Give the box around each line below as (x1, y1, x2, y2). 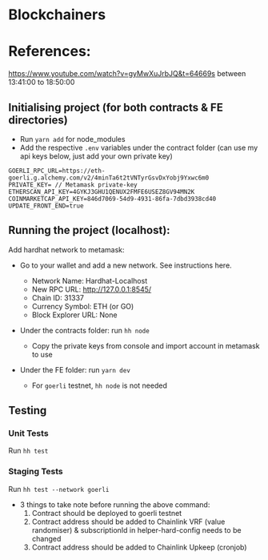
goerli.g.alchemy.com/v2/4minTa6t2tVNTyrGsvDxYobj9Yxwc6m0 (8, 174, 210, 182)
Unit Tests (8, 428, 50, 439)
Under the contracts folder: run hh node (19, 325, 150, 335)
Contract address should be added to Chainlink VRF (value (31, 517, 226, 526)
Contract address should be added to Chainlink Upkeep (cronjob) (31, 542, 247, 552)
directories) (8, 113, 68, 127)
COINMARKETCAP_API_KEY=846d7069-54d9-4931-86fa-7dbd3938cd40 (8, 195, 217, 203)
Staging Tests (8, 466, 64, 477)
